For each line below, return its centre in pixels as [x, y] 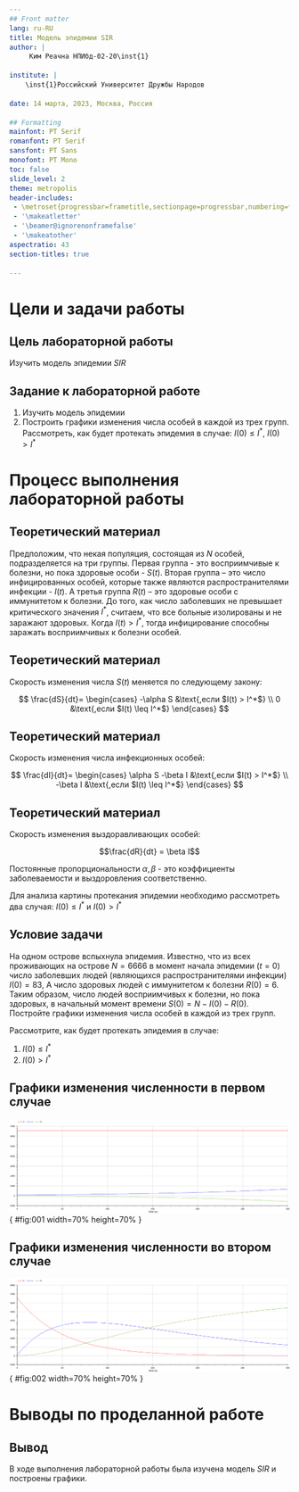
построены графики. [48, 1479]
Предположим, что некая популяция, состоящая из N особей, [127, 553]
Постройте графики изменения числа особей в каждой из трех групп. [142, 1013]
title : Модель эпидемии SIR [61, 37]
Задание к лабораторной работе [105, 391]
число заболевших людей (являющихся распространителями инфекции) [148, 975]
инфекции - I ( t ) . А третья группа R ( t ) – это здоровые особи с [124, 591]
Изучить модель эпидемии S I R [68, 363]
